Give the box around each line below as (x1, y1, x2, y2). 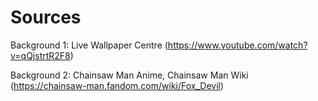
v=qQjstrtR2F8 (10, 49, 71, 61)
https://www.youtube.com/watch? (167, 39, 308, 51)
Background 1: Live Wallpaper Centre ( (10, 39, 168, 51)
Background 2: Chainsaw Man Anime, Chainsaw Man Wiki (10, 69, 249, 81)
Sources (10, 6, 82, 29)
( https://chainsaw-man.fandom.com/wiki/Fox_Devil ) (10, 79, 225, 91)
